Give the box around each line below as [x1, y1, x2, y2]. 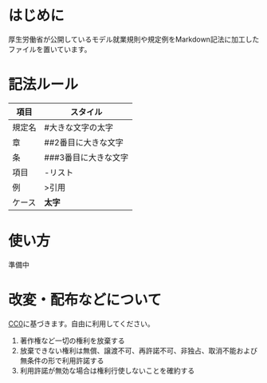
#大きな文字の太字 [44, 122, 114, 133]
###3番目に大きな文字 [44, 152, 129, 163]
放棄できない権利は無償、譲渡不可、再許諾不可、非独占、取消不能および [19, 345, 257, 355]
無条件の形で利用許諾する [19, 356, 104, 365]
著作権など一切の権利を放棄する [19, 336, 125, 345]
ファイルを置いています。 [8, 44, 92, 54]
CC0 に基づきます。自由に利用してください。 [8, 318, 155, 328]
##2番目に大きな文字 [44, 137, 124, 148]
